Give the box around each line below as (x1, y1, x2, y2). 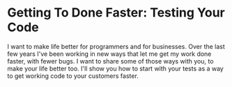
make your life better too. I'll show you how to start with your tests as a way (7, 64, 224, 72)
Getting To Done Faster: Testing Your (7, 5, 225, 21)
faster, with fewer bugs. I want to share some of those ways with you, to (7, 57, 214, 65)
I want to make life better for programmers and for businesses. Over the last (7, 42, 225, 50)
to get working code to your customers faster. (7, 71, 139, 80)
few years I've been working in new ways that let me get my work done (7, 50, 212, 58)
